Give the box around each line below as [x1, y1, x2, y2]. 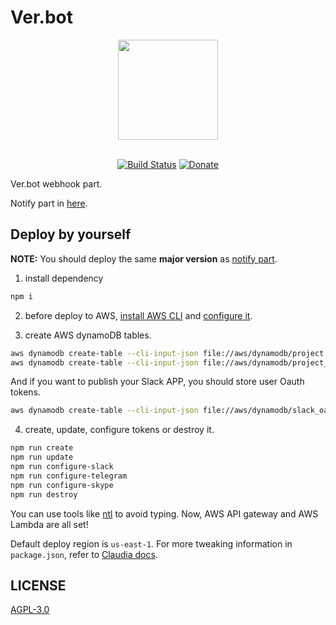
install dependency [24, 272, 104, 284]
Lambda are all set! [10, 518, 89, 530]
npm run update [10, 452, 74, 463]
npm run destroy [10, 489, 78, 500]
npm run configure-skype [10, 480, 114, 490]
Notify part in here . [10, 197, 88, 209]
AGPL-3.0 [10, 604, 50, 616]
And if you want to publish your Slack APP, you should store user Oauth [10, 376, 305, 388]
